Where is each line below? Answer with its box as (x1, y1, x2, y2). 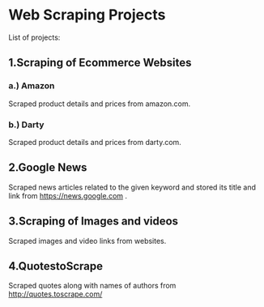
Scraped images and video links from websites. (8, 236, 167, 245)
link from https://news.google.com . (8, 190, 128, 200)
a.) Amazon (8, 80, 55, 92)
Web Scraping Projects (8, 6, 166, 24)
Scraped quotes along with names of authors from (8, 281, 177, 291)
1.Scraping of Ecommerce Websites (8, 56, 192, 70)
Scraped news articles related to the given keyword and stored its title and (8, 182, 257, 192)
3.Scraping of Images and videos (8, 215, 179, 228)
